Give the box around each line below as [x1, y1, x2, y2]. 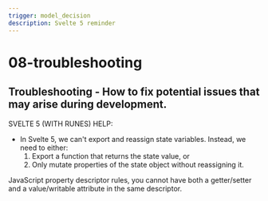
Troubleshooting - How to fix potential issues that [8, 85, 260, 99]
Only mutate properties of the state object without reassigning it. [31, 160, 245, 169]
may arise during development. [8, 97, 167, 112]
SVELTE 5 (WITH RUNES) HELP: [8, 119, 113, 128]
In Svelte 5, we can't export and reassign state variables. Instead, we [19, 134, 246, 144]
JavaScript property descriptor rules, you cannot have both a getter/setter [8, 175, 252, 184]
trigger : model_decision [8, 11, 91, 20]
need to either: [19, 143, 69, 152]
